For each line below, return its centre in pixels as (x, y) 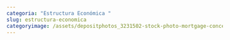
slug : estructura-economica (47, 20)
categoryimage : (28, 26)
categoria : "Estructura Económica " (59, 13)
